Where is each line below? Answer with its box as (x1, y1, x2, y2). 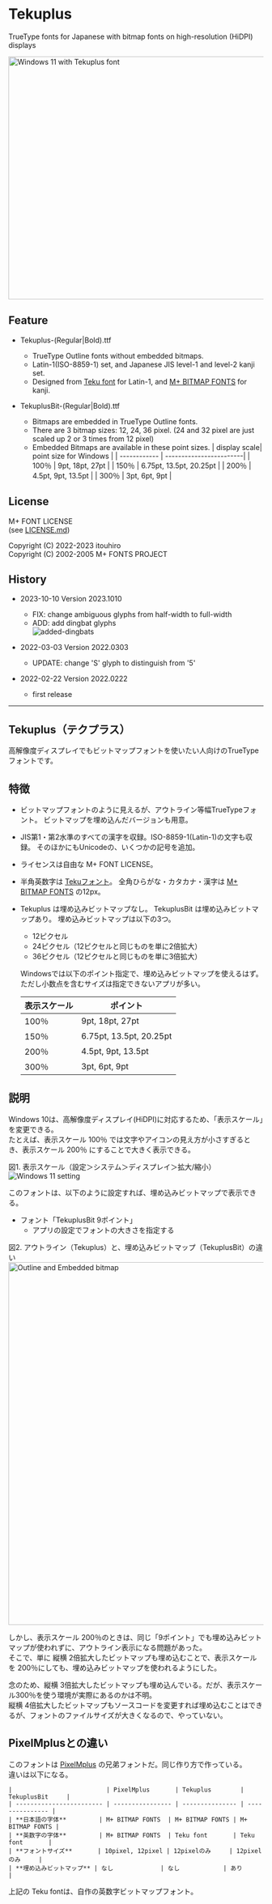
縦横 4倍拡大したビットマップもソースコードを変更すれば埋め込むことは (8, 1700, 249, 1710)
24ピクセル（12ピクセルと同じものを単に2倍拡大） (32, 941, 202, 951)
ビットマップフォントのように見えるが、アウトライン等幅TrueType (19, 805, 243, 814)
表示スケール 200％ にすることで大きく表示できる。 (22, 1145, 196, 1154)
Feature (8, 313, 49, 328)
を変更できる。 (8, 1124, 58, 1134)
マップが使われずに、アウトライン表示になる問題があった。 (8, 1643, 206, 1652)
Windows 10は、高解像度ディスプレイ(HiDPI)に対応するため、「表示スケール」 (8, 1114, 264, 1124)
